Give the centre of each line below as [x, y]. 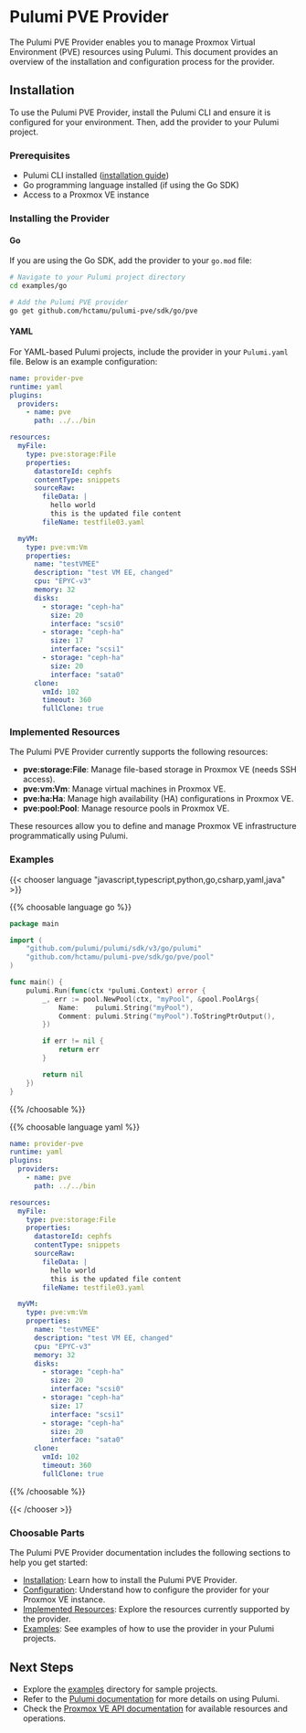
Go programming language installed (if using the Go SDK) [131, 186]
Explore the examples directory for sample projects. [120, 1689]
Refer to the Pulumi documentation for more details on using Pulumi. [151, 1698]
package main [34, 924]
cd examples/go [38, 286]
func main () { [37, 983]
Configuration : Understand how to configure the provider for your [146, 1590]
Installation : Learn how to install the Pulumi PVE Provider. [130, 1580]
